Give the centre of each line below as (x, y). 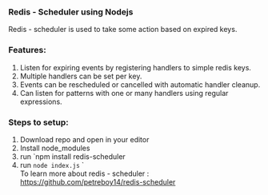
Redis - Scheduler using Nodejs (71, 12)
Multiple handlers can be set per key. (81, 76)
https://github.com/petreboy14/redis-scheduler (98, 181)
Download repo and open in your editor (84, 139)
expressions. (41, 101)
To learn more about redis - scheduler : (84, 173)
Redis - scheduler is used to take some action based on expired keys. (123, 30)
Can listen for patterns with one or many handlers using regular (124, 93)
